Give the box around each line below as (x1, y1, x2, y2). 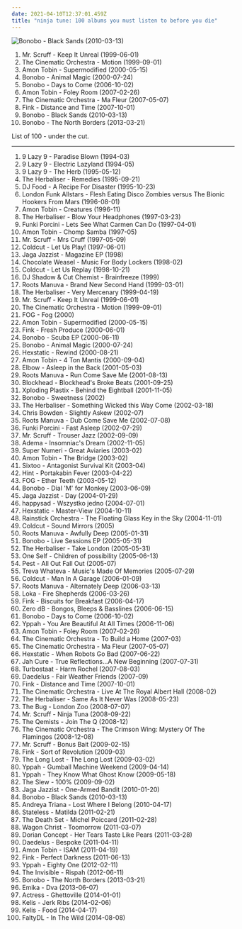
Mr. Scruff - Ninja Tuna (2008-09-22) (21, 710, 132, 718)
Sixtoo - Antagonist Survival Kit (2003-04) (21, 461, 146, 469)
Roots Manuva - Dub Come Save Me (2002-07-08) (21, 416, 171, 424)
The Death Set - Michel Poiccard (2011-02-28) (21, 815, 158, 823)
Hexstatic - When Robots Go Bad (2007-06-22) (21, 650, 161, 658)
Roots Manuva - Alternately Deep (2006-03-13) (21, 582, 161, 590)
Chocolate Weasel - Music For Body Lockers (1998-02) (21, 257, 183, 266)
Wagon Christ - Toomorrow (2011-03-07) (21, 823, 142, 831)
